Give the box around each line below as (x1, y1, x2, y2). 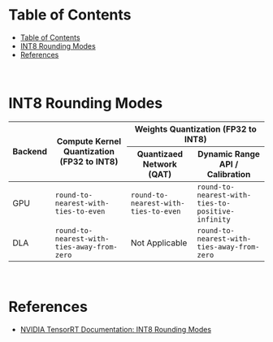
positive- (197, 206, 236, 216)
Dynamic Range (197, 148, 260, 159)
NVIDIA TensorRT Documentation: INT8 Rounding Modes (19, 324, 212, 334)
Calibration (206, 168, 251, 180)
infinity (197, 214, 231, 224)
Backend (12, 146, 47, 158)
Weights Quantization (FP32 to (134, 123, 258, 135)
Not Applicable (130, 237, 188, 249)
